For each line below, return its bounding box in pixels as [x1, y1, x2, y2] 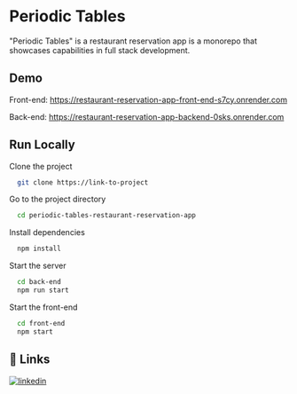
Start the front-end [9, 302, 78, 312]
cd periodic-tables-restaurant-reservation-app [17, 211, 197, 220]
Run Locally [9, 138, 75, 153]
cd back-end [17, 278, 62, 287]
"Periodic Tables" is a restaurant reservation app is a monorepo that [9, 35, 257, 46]
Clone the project [9, 161, 73, 171]
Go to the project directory [9, 193, 106, 205]
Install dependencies [9, 227, 86, 238]
